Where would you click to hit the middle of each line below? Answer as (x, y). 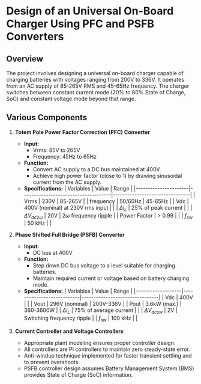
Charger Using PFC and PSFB (80, 24)
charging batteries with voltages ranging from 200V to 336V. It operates (95, 80)
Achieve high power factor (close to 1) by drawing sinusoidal (107, 175)
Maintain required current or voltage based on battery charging (111, 278)
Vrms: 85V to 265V (56, 150)
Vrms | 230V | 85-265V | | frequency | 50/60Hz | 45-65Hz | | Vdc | (106, 201)
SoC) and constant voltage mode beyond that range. (71, 99)
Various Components (47, 117)
